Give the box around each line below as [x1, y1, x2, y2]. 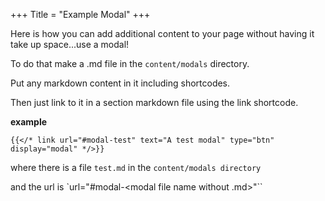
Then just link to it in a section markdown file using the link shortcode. [10, 97, 299, 108]
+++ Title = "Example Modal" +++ [10, 9, 151, 20]
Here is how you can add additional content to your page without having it [10, 28, 315, 39]
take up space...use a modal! [10, 39, 130, 50]
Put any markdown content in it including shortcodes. [10, 77, 231, 89]
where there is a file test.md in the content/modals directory [10, 162, 262, 173]
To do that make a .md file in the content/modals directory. [10, 58, 250, 69]
